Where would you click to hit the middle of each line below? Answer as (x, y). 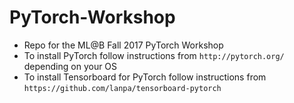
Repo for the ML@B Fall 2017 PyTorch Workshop (123, 45)
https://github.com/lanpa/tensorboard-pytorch (122, 88)
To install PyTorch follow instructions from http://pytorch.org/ (154, 55)
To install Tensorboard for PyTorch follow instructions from (145, 77)
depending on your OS (70, 66)
